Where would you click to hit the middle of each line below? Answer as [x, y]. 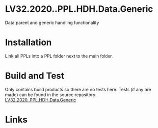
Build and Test [35, 76]
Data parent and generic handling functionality [52, 23]
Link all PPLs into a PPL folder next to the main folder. [59, 56]
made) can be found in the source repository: [51, 95]
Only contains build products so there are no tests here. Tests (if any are [78, 89]
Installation [28, 42]
